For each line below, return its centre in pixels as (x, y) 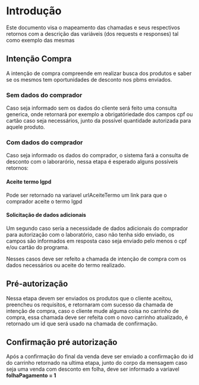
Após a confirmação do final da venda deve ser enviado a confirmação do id (100, 356)
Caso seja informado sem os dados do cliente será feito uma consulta (91, 108)
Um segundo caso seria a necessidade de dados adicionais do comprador (97, 228)
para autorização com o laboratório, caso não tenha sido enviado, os (90, 234)
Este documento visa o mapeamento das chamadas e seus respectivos (93, 27)
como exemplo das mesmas (40, 40)
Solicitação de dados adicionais (46, 215)
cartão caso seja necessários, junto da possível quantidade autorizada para (99, 121)
